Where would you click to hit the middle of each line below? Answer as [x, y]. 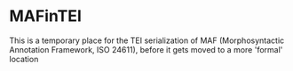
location [24, 59]
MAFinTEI [46, 16]
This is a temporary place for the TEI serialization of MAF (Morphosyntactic [147, 40]
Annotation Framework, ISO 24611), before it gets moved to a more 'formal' [146, 49]
